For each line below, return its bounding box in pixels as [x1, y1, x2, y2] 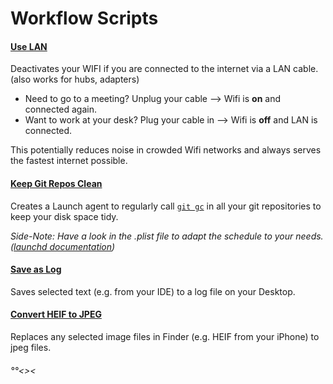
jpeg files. [10, 342, 52, 353]
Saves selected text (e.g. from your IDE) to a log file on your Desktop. [10, 285, 296, 297]
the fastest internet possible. [10, 155, 128, 167]
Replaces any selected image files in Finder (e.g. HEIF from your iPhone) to [10, 331, 320, 342]
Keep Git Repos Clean [10, 177, 103, 189]
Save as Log [10, 263, 62, 276]
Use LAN [10, 40, 48, 52]
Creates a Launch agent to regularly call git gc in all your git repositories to [10, 200, 322, 212]
